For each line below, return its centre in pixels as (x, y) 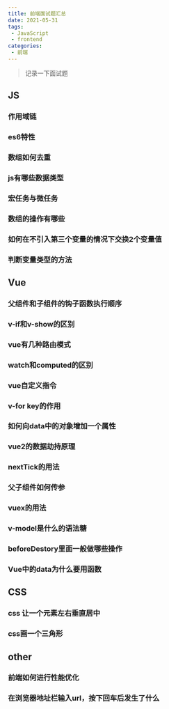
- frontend (26, 40)
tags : (16, 26)
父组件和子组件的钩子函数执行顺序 (65, 304)
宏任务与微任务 (33, 198)
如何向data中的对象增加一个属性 (62, 426)
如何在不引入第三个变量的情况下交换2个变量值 (85, 239)
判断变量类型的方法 (40, 260)
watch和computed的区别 (50, 365)
